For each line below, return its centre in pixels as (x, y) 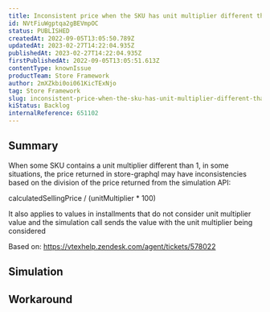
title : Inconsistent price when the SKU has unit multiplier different (131, 16)
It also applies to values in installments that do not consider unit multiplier (130, 214)
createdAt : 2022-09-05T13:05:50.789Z (72, 38)
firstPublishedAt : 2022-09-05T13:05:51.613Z (84, 61)
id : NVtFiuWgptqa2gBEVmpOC (53, 23)
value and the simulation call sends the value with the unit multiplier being (131, 222)
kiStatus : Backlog (39, 106)
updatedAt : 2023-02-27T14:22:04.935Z (72, 46)
